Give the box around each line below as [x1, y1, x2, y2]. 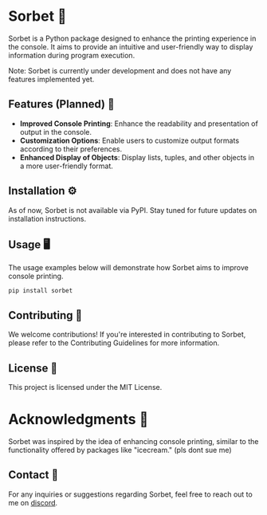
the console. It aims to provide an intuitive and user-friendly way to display [8, 41, 253, 51]
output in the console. [19, 127, 92, 136]
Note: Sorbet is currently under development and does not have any [8, 65, 232, 75]
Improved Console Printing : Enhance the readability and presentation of [19, 119, 259, 128]
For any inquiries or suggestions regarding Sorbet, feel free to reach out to [8, 489, 253, 499]
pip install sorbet [8, 287, 73, 295]
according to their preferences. [19, 143, 122, 154]
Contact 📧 [8, 468, 59, 482]
